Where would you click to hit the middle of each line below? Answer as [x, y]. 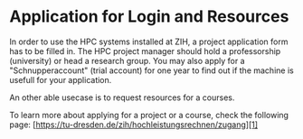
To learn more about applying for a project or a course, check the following [149, 115]
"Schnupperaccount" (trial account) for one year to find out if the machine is [151, 70]
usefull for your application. [61, 79]
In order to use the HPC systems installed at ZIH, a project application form [149, 42]
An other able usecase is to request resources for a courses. [122, 97]
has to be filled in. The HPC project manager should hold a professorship [145, 51]
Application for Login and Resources [149, 17]
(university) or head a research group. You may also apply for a [128, 60]
